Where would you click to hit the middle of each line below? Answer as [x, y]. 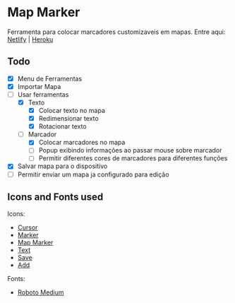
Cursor [28, 227]
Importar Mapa [39, 86]
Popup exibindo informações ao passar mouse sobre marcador [130, 150]
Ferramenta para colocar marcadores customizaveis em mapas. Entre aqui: [116, 32]
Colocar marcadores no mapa [82, 143]
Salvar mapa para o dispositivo [62, 166]
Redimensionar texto [68, 119]
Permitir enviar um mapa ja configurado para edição [93, 174]
